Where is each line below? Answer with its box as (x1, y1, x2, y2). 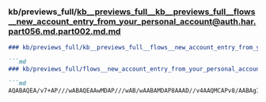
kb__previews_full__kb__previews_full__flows (76, 6, 256, 17)
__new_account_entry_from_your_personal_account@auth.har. (8, 16, 256, 27)
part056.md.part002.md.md (8, 26, 121, 37)
